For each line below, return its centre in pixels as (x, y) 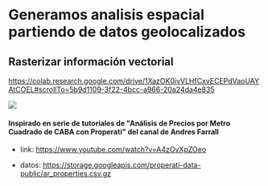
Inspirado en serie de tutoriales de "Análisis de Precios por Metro (120, 123)
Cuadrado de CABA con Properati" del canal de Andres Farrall (114, 131)
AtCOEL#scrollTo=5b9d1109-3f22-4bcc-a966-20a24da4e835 (111, 89)
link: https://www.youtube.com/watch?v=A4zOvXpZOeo (113, 150)
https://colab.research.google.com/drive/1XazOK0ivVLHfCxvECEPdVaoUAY (134, 81)
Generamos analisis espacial (107, 15)
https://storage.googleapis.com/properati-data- (122, 165)
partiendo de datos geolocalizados (127, 32)
